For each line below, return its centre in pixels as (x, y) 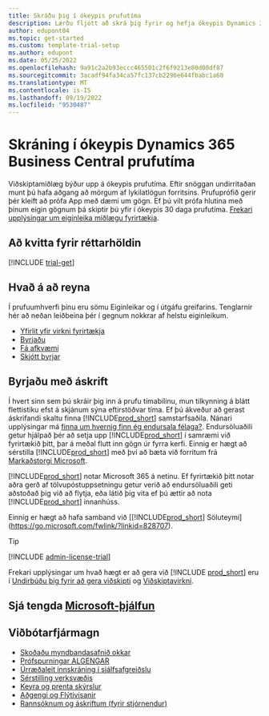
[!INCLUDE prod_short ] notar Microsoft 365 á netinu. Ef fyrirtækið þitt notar (131, 476)
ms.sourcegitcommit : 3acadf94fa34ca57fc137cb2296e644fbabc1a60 (116, 75)
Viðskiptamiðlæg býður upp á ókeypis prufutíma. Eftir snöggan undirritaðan (132, 184)
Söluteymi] (225, 517)
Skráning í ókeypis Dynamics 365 (122, 145)
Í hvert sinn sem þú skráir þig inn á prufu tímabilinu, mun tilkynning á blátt (129, 400)
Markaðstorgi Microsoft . (48, 461)
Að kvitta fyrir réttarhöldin (75, 243)
